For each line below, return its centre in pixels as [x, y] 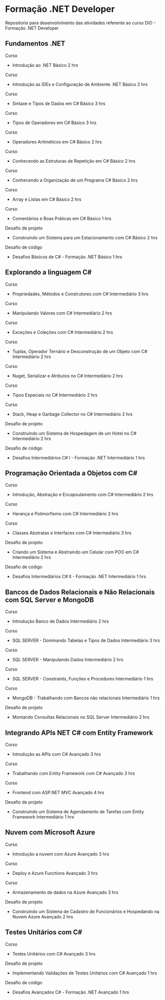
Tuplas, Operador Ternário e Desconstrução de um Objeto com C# [80, 351]
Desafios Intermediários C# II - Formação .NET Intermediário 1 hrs [79, 577]
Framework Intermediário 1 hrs [43, 817]
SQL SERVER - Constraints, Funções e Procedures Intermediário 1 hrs [83, 679]
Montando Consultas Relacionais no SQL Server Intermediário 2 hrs [81, 717]
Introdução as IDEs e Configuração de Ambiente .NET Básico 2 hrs [80, 84]
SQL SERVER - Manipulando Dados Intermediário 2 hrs [68, 660]
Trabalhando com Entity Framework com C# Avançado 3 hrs [73, 773]
